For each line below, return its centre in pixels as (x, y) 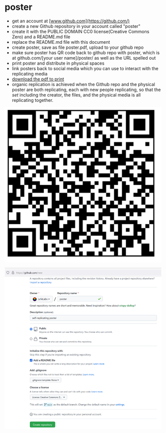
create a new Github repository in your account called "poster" (76, 26)
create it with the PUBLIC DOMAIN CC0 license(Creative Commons (81, 31)
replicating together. (33, 100)
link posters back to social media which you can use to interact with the (85, 68)
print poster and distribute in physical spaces (58, 63)
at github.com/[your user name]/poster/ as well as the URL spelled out (84, 58)
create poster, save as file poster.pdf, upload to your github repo (78, 47)
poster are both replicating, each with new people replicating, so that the (86, 89)
